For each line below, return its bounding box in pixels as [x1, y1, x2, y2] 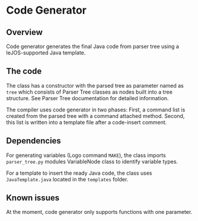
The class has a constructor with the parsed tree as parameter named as [6, 82, 184, 89]
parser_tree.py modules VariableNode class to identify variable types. [6, 158, 178, 165]
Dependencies [6, 136, 61, 146]
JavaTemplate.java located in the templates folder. [6, 175, 129, 182]
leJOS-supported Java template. [6, 49, 86, 56]
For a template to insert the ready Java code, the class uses [6, 169, 152, 177]
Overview [6, 27, 43, 37]
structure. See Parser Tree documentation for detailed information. [6, 94, 169, 101]
